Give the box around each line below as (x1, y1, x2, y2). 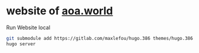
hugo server (6, 40, 36, 47)
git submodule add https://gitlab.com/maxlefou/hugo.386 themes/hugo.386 (6, 35, 194, 41)
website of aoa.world (6, 4, 113, 18)
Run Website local (6, 24, 51, 31)
